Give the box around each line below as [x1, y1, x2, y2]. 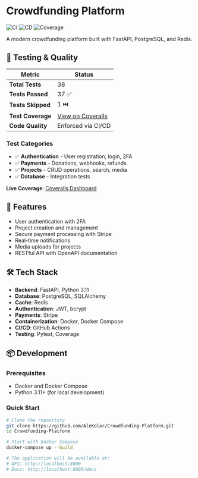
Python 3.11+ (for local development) [14, 389, 105, 396]
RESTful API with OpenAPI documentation [14, 249, 118, 256]
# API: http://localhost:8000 [6, 461, 81, 467]
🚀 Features [6, 202, 47, 212]
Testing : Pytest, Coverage [14, 330, 80, 337]
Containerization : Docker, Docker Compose [14, 317, 124, 325]
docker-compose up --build [6, 445, 73, 451]
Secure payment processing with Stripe [14, 230, 112, 237]
